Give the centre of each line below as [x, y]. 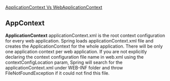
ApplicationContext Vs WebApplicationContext [54, 7]
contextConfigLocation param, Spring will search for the [64, 62]
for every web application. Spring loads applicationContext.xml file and [79, 40]
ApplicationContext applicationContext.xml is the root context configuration [85, 35]
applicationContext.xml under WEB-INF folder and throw [64, 67]
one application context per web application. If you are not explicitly [76, 51]
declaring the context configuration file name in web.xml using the [74, 57]
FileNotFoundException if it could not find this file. [58, 73]
